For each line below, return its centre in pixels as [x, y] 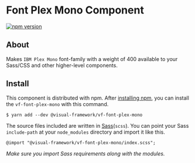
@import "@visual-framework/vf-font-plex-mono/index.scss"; [81, 142]
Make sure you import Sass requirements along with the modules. [85, 154]
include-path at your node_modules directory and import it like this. [85, 132]
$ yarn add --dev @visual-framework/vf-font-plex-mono [74, 115]
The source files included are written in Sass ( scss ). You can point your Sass [97, 125]
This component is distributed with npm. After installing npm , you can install [97, 98]
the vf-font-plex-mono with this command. [57, 104]
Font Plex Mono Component [75, 10]
